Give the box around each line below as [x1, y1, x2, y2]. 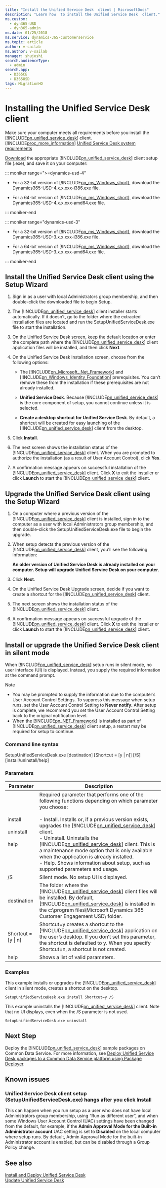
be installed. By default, [39, 894, 94, 901]
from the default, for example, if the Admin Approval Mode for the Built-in [5, 1123, 157, 1129]
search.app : [5, 68, 30, 73]
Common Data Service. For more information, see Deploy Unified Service [5, 1050, 154, 1056]
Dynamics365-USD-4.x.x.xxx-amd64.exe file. [12, 200, 105, 206]
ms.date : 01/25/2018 [5, 30, 48, 35]
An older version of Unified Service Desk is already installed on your [12, 562, 156, 568]
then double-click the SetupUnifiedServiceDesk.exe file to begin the [12, 526, 151, 532]
